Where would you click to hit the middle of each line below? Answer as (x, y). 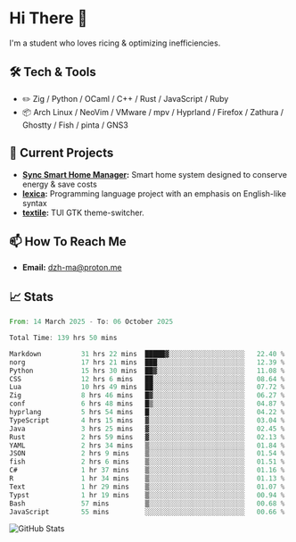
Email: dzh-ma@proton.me (72, 268)
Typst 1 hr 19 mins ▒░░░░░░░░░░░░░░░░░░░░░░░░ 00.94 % (147, 495)
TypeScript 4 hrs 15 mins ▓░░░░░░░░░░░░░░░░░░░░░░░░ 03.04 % (147, 420)
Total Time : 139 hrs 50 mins (63, 338)
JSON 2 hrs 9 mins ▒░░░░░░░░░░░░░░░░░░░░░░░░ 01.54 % (147, 454)
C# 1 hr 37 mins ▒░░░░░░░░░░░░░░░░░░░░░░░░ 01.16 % (147, 471)
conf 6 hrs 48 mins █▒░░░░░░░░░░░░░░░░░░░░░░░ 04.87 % (147, 404)
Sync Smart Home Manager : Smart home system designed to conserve (155, 174)
